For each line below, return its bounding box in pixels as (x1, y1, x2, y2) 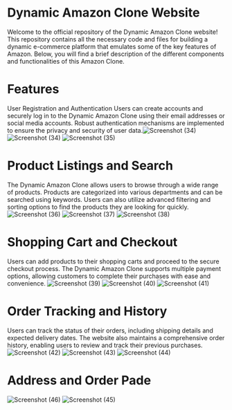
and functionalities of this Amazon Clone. (7, 57, 125, 65)
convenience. (7, 279, 46, 288)
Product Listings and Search (7, 158, 173, 174)
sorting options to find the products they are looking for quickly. (7, 203, 189, 211)
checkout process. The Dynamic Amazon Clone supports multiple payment (7, 264, 222, 272)
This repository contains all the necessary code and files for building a (7, 35, 208, 43)
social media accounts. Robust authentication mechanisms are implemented (7, 119, 224, 127)
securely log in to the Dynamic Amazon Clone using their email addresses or (7, 111, 225, 120)
